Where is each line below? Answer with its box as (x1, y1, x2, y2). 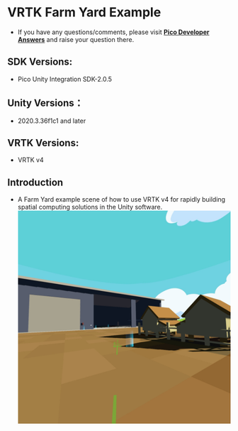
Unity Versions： (7, 97, 84, 109)
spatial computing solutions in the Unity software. (17, 203, 163, 212)
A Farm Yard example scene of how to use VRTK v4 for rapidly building (17, 195, 225, 204)
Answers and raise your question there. (17, 35, 135, 43)
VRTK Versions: (7, 136, 79, 149)
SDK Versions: (7, 56, 73, 68)
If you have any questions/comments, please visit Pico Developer (17, 28, 210, 36)
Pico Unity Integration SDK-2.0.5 (17, 75, 112, 83)
